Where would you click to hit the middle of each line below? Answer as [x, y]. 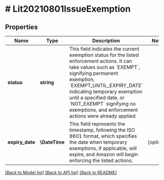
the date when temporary [98, 142]
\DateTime [52, 142]
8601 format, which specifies [103, 136]
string [47, 82]
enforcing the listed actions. [101, 160]
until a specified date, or [97, 98]
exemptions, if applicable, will [103, 148]
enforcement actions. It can [101, 61]
